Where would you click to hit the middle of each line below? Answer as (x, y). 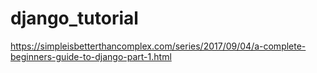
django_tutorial (74, 18)
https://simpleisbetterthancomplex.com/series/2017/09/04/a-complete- (158, 46)
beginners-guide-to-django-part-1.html (91, 56)
